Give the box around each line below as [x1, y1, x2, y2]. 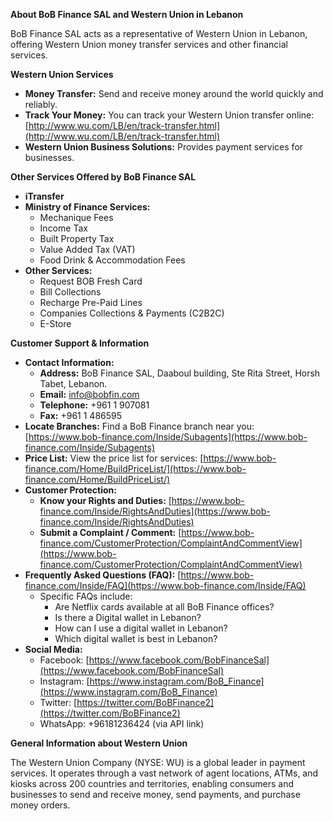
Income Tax [39, 222, 88, 234]
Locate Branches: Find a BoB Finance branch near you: [24, 420, 255, 432]
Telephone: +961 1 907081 [39, 399, 150, 411]
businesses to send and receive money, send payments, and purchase [10, 789, 301, 800]
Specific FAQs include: [39, 590, 133, 602]
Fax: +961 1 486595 [39, 410, 123, 421]
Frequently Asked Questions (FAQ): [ [24, 569, 182, 581]
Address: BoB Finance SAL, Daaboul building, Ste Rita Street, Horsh [39, 367, 321, 379]
